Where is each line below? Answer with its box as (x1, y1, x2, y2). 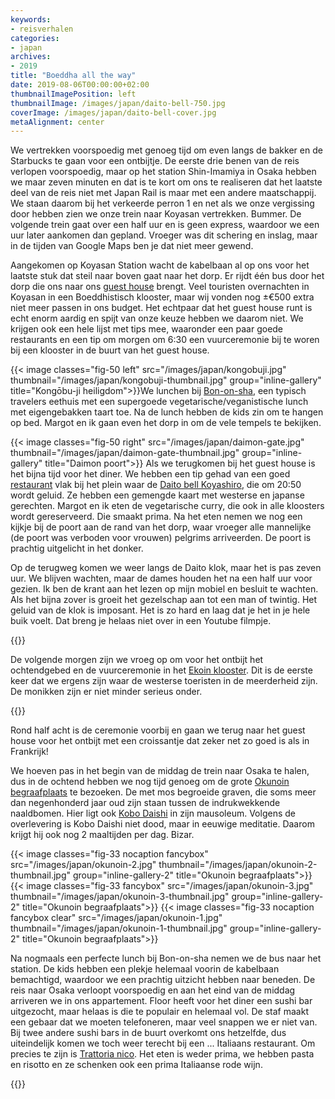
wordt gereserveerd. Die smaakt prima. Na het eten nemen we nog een (10, 511, 303, 523)
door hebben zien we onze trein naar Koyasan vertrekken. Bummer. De (10, 208, 302, 220)
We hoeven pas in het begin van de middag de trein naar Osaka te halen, (10, 765, 310, 777)
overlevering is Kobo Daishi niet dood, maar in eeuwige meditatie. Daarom (10, 818, 315, 830)
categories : (10, 33, 60, 43)
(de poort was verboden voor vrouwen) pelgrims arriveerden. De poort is (10, 532, 312, 544)
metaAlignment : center (10, 117, 105, 127)
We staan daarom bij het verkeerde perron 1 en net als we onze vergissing (10, 197, 315, 210)
